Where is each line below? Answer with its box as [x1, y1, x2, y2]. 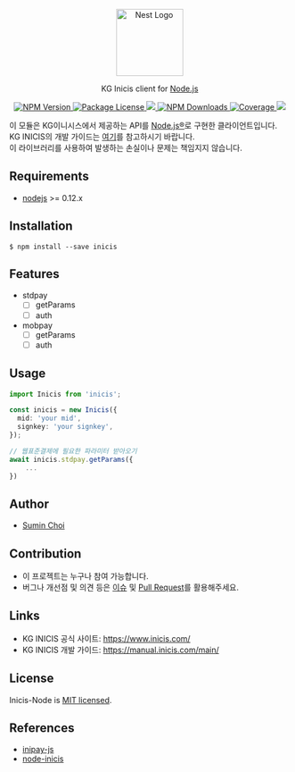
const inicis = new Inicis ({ [9, 406, 118, 415]
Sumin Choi [21, 520, 65, 531]
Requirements [9, 169, 89, 184]
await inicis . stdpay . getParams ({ [9, 455, 134, 464]
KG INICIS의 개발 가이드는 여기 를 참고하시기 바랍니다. [9, 131, 195, 142]
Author [9, 496, 49, 511]
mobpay [21, 320, 53, 331]
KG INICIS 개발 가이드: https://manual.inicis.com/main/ [21, 644, 220, 655]
